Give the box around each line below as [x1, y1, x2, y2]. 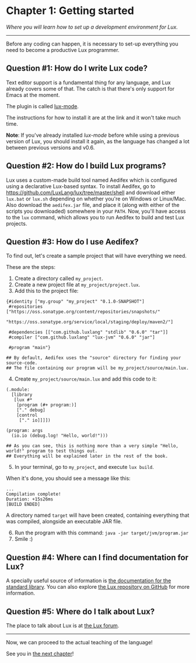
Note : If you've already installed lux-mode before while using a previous [6, 132, 180, 139]
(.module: [6, 387, 30, 393]
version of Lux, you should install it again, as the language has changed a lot [6, 137, 190, 144]
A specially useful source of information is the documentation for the [6, 577, 171, 584]
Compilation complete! [6, 491, 61, 498]
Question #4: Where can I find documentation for [6, 552, 188, 562]
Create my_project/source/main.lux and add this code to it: [14, 375, 157, 382]
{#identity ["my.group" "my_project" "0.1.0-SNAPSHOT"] [6, 299, 145, 305]
